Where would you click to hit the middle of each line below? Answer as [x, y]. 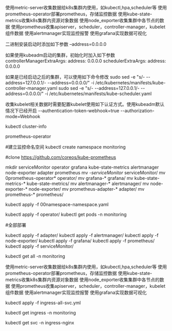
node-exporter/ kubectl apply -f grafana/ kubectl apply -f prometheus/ [80, 241]
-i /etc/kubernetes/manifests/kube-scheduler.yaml [98, 94]
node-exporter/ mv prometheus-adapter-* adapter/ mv [87, 189]
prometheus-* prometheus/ [34, 195]
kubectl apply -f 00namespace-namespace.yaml [57, 204]
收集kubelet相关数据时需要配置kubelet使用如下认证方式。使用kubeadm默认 [85, 104]
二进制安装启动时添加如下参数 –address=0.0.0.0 [56, 44]
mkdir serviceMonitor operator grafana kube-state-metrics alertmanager [82, 167]
